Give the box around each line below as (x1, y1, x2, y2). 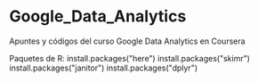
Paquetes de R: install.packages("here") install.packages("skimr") (9, 53, 251, 63)
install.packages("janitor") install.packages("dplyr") (9, 62, 198, 73)
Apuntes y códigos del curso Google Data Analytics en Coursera (9, 36, 246, 46)
